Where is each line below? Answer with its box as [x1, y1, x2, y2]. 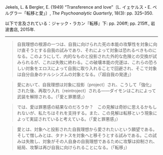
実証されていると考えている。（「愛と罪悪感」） [29, 116, 121, 122]
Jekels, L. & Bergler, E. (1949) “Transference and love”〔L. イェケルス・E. [5, 4, 152, 10]
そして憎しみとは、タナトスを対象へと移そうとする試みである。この [16, 132, 153, 138]
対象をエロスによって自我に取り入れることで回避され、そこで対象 [25, 66, 157, 71]
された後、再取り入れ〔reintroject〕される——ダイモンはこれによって [16, 88, 156, 93]
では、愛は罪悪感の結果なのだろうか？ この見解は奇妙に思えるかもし [16, 104, 157, 110]
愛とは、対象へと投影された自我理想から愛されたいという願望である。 [16, 127, 157, 132]
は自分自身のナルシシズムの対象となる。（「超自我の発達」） [16, 71, 134, 77]
